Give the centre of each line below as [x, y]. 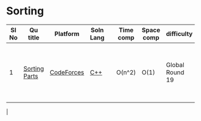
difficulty [179, 34]
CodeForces [67, 72]
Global [175, 65]
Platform [67, 34]
